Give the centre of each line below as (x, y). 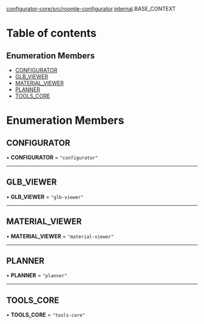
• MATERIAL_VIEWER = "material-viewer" (60, 236)
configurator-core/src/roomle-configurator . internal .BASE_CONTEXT (91, 9)
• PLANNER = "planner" (37, 275)
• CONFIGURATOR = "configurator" (52, 157)
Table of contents (52, 33)
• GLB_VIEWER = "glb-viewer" (45, 197)
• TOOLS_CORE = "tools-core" (46, 315)
